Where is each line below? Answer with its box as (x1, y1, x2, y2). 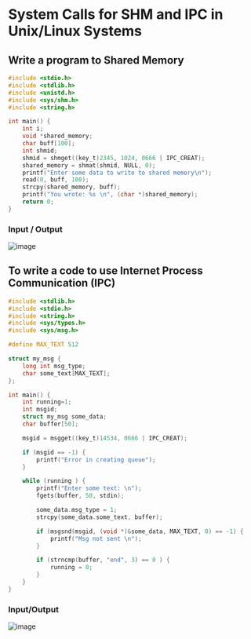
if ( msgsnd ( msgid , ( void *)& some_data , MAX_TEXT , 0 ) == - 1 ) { (36, 528, 244, 535)
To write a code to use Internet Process (8, 265, 203, 278)
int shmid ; (22, 147, 58, 155)
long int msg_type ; (22, 362, 86, 370)
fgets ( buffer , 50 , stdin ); (36, 492, 125, 500)
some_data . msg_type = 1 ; (36, 506, 118, 514)
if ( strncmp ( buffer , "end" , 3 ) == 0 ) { (36, 556, 170, 564)
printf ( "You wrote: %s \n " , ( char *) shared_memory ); (22, 191, 198, 199)
